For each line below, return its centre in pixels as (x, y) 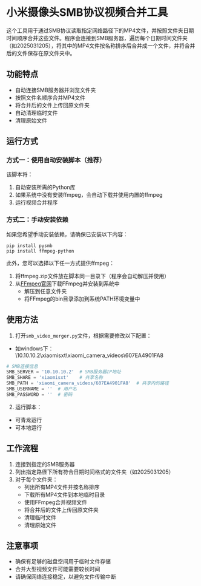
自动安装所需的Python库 (45, 187)
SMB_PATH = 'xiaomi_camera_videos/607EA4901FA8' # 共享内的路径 (88, 383)
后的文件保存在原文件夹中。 (41, 53)
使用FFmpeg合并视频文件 (56, 502)
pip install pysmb (29, 246)
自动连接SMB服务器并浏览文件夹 (55, 90)
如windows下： (34, 348)
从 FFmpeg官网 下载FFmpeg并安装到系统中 (67, 284)
